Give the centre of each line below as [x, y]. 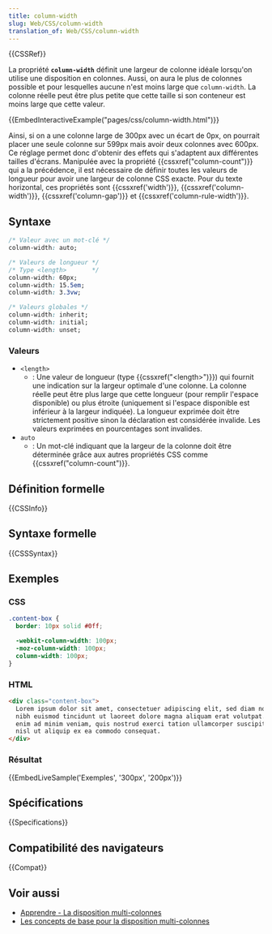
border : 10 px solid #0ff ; [59, 626]
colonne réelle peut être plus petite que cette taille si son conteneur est [127, 96]
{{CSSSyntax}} [33, 553]
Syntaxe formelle [53, 534]
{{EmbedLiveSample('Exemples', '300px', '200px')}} [96, 777]
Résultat [25, 760]
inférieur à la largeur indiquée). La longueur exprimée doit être [136, 411]
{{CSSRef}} [28, 54]
